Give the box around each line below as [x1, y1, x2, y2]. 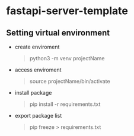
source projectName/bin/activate [29, 78, 111, 85]
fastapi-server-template [6, 4, 129, 18]
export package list [14, 112, 62, 119]
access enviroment [14, 66, 62, 73]
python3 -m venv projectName [29, 55, 105, 61]
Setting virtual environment [6, 28, 110, 38]
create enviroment [14, 43, 60, 50]
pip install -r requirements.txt [29, 101, 101, 108]
